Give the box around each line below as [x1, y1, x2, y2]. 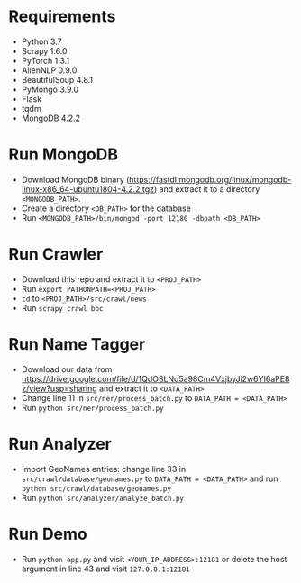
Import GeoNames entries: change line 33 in [21, 463, 187, 474]
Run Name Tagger [8, 334, 146, 354]
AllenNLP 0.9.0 [21, 65, 78, 76]
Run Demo [8, 524, 87, 544]
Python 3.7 [21, 36, 62, 47]
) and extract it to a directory [153, 183, 260, 195]
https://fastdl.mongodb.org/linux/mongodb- [129, 174, 292, 185]
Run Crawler [8, 244, 104, 265]
